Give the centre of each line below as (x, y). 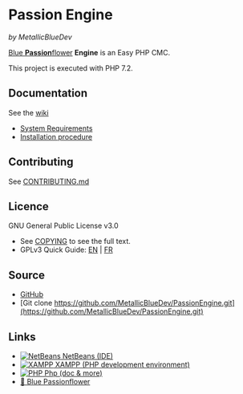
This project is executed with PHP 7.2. (71, 68)
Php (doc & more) (73, 373)
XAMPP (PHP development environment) (122, 364)
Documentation (48, 93)
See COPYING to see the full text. (75, 242)
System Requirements (56, 128)
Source (27, 275)
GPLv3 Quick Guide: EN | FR (67, 250)
